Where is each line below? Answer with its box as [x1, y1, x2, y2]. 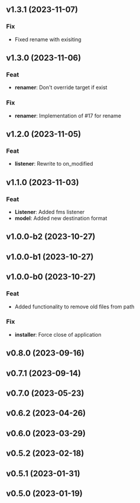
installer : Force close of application [14, 331, 102, 338]
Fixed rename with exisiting [14, 35, 82, 43]
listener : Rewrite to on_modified [14, 160, 93, 167]
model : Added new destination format [14, 215, 108, 222]
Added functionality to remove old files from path [14, 303, 135, 310]
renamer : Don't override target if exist [14, 84, 108, 91]
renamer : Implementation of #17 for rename [14, 112, 122, 119]
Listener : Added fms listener [14, 209, 85, 216]
